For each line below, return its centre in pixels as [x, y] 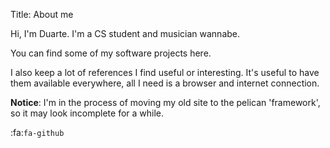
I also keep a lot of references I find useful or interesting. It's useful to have [165, 72]
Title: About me [42, 14]
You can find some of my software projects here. [111, 53]
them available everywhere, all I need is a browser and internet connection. [165, 83]
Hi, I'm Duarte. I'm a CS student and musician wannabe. [125, 33]
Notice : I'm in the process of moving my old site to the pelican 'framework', [165, 102]
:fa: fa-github [37, 132]
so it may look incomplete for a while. [87, 113]
